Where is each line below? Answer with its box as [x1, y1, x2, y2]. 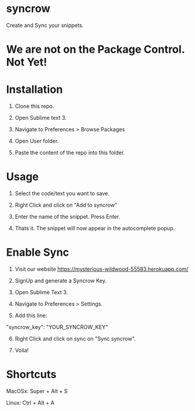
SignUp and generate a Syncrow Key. [14, 277, 107, 284]
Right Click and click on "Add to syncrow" [14, 201, 117, 208]
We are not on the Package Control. [6, 43, 185, 56]
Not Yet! [6, 56, 48, 69]
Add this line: [14, 312, 48, 319]
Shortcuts [6, 368, 57, 382]
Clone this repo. [14, 102, 54, 110]
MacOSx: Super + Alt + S [6, 387, 68, 394]
